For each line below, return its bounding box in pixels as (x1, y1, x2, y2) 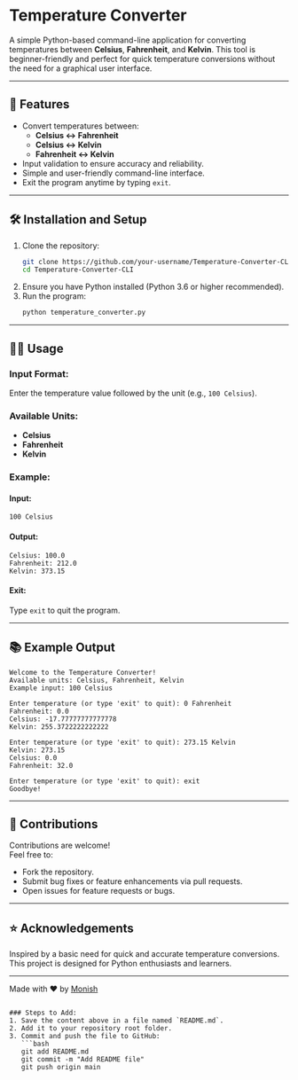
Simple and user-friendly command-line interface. (21, 168, 206, 178)
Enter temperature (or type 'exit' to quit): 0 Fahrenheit (9, 699, 232, 708)
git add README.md (20, 1047, 90, 1056)
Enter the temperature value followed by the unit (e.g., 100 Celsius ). (9, 387, 257, 398)
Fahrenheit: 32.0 (9, 761, 74, 770)
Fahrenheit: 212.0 (9, 559, 77, 567)
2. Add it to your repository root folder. (9, 1024, 173, 1033)
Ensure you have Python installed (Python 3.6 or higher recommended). (21, 281, 285, 293)
